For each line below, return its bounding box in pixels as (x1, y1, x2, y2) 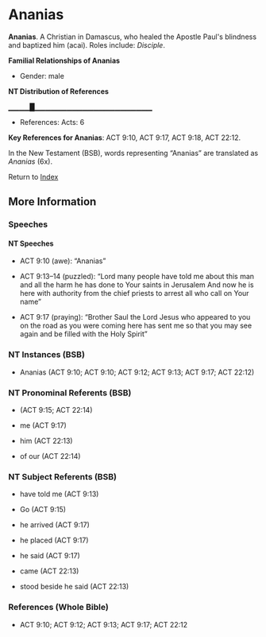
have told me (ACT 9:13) (19, 489, 99, 499)
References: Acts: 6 (19, 117, 85, 126)
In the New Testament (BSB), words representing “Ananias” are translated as (8, 148, 259, 157)
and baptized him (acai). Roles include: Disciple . (8, 40, 165, 49)
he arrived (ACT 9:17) (19, 520, 90, 530)
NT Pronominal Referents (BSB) (8, 387, 132, 398)
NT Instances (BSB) (8, 349, 86, 360)
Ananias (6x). (8, 157, 53, 166)
